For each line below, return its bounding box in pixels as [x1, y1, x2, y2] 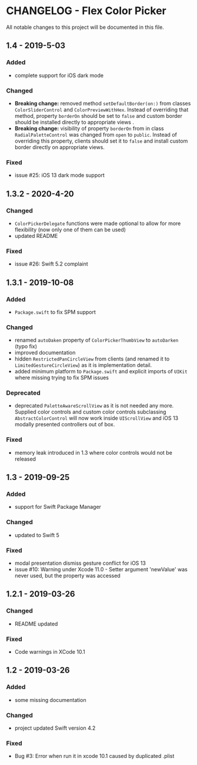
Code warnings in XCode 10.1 [14, 648, 85, 655]
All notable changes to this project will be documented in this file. [6, 24, 165, 31]
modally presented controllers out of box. [14, 421, 115, 428]
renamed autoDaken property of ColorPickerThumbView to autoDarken [14, 337, 179, 344]
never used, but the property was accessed [14, 572, 121, 579]
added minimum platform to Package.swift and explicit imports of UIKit [14, 368, 188, 375]
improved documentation [14, 349, 76, 356]
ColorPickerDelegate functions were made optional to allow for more [14, 220, 181, 227]
